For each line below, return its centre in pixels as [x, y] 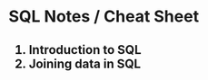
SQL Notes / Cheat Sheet [104, 17]
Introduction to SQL [85, 50]
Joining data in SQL [85, 63]
